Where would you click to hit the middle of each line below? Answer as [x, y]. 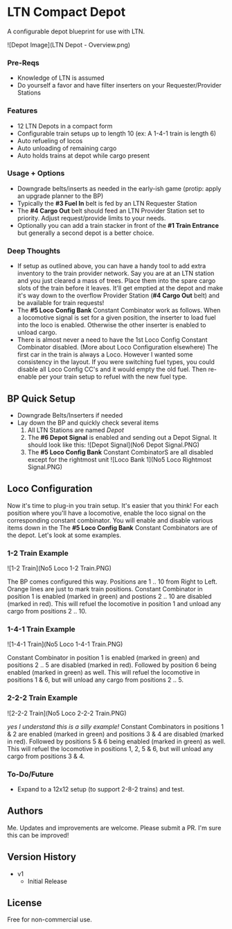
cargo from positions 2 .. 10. [47, 611]
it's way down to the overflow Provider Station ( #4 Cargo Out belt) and [118, 295]
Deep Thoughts [34, 251]
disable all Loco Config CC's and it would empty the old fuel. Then [112, 370]
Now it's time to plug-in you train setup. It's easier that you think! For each [113, 505]
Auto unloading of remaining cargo [67, 148]
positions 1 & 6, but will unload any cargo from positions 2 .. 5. [95, 680]
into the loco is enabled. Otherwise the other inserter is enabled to [111, 325]
